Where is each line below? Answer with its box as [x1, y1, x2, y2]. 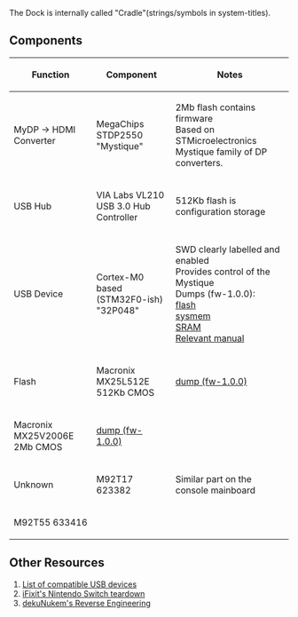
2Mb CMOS [13, 440, 63, 453]
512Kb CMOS [96, 386, 155, 399]
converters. [175, 156, 223, 169]
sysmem [175, 310, 211, 322]
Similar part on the [175, 472, 253, 485]
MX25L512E [96, 375, 150, 387]
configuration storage [175, 205, 266, 218]
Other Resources [9, 555, 105, 571]
